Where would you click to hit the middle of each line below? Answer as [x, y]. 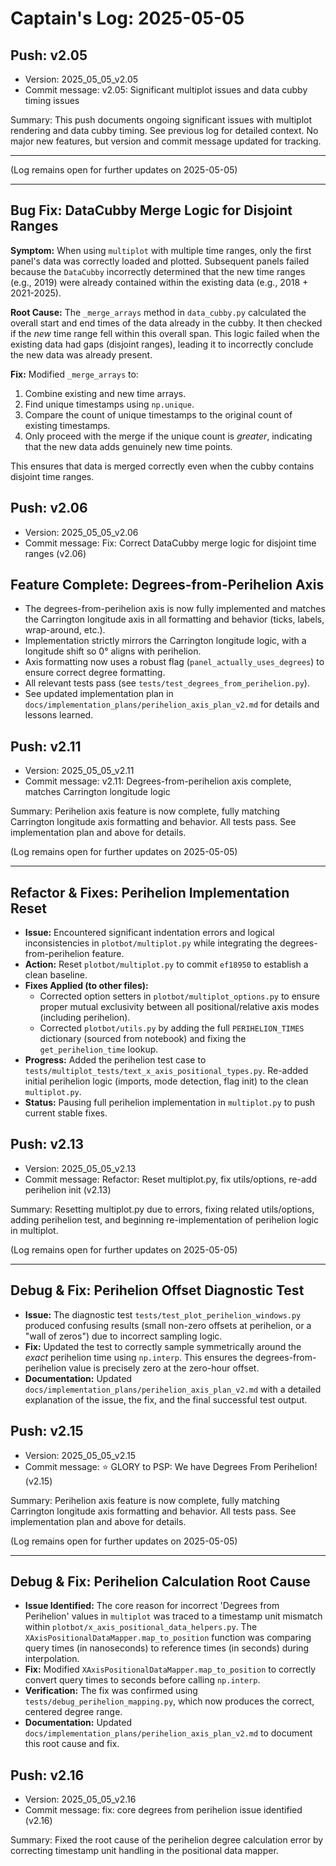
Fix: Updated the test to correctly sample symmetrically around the [163, 1346]
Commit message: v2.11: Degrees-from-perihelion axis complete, [158, 781]
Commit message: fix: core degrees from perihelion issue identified [163, 1810]
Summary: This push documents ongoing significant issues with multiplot [161, 120]
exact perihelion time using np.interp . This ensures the [138, 1357]
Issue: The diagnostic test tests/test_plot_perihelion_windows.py [163, 1314]
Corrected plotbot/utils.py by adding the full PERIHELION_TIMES [172, 1028]
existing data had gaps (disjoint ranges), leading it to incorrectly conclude [162, 344]
